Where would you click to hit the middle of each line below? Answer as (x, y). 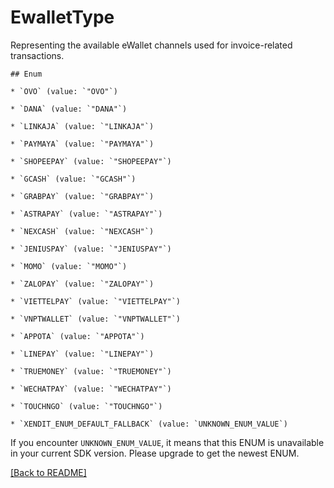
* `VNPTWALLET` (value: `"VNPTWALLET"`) (96, 319)
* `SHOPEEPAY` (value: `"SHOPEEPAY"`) (91, 161)
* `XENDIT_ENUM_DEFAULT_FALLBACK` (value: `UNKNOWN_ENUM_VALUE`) (149, 424)
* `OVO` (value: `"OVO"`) (64, 91)
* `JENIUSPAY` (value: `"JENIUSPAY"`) (91, 249)
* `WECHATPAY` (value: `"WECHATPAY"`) (91, 389)
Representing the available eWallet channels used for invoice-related (151, 45)
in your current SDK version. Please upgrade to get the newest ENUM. (155, 453)
